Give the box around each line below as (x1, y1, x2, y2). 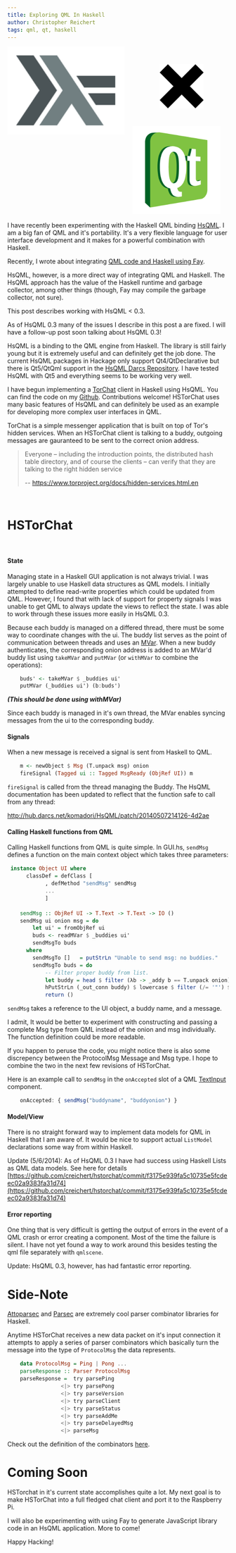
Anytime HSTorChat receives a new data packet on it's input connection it (7, 1331, 221, 1340)
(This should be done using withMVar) (7, 695, 122, 704)
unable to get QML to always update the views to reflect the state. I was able (7, 602, 229, 611)
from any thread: (7, 798, 56, 806)
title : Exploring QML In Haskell (7, 11, 105, 18)
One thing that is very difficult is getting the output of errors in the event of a (7, 1225, 228, 1234)
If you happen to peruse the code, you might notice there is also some (7, 1047, 211, 1055)
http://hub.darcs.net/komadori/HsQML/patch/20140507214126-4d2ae (7, 811, 209, 820)
